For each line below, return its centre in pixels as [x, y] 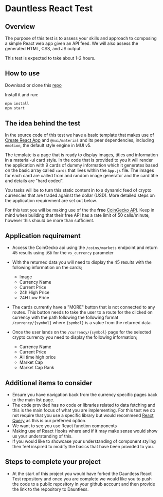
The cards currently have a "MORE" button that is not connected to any [83, 307]
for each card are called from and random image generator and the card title [81, 176]
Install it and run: [22, 94]
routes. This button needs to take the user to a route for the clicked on [82, 312]
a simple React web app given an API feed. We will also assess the [72, 43]
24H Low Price [34, 298]
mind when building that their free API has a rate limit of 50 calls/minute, [77, 215]
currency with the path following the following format [65, 317]
